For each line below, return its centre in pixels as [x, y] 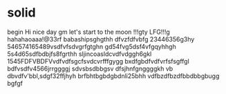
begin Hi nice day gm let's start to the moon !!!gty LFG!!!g [89, 32]
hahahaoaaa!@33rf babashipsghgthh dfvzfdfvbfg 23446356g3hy [101, 39]
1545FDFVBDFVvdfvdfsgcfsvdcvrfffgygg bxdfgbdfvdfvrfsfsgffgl [98, 61]
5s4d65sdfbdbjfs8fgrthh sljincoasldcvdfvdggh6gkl [79, 54]
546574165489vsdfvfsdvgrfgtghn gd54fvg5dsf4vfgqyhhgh [92, 46]
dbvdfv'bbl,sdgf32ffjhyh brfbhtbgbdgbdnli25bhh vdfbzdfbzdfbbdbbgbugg [113, 76]
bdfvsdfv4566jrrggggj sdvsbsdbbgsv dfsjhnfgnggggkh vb [90, 68]
